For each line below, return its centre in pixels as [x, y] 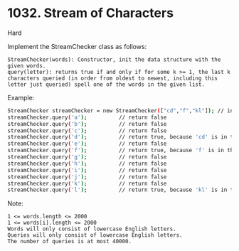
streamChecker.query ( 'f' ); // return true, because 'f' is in [116, 151]
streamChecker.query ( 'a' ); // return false [87, 117]
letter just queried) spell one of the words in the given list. [106, 84]
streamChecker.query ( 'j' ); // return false [87, 177]
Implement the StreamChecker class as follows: [77, 46]
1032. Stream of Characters [91, 13]
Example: [21, 97]
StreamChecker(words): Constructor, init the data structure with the [114, 59]
